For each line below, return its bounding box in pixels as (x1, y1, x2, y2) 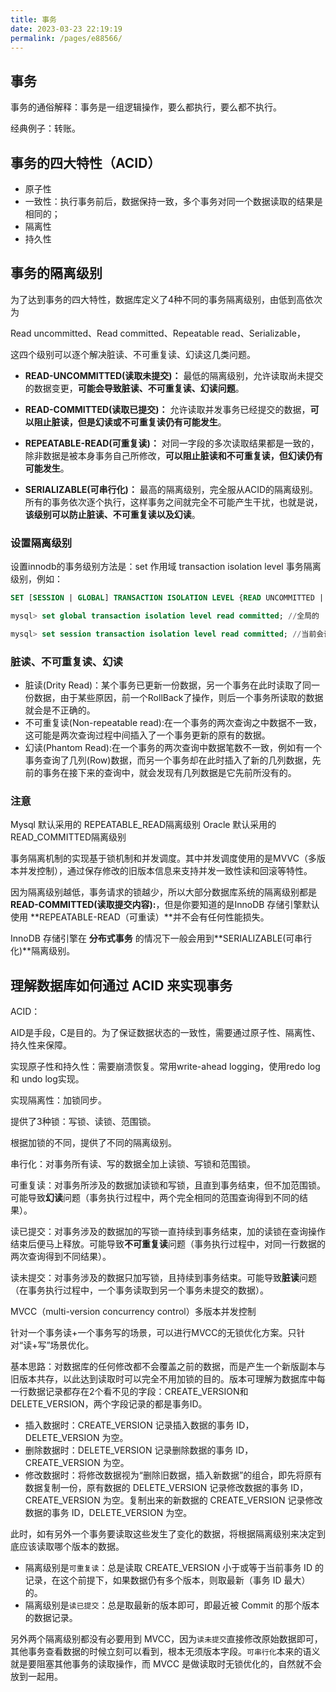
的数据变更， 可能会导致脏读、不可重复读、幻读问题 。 (24, 382, 245, 394)
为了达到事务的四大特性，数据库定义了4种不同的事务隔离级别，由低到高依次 (10, 293, 323, 305)
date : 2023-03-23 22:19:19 (10, 24, 123, 34)
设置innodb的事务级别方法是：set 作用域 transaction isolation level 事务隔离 (10, 561, 322, 573)
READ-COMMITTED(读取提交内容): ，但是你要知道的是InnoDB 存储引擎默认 (10, 899, 320, 911)
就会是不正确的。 (24, 704, 96, 716)
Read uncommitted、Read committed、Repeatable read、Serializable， (10, 327, 306, 339)
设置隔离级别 (10, 536, 73, 550)
